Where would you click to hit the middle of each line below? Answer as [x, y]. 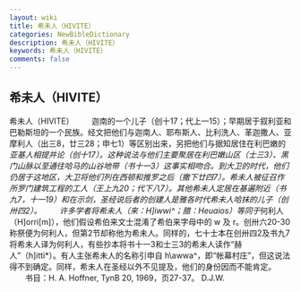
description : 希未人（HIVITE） [64, 43]
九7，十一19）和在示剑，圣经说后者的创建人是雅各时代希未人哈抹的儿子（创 [149, 199]
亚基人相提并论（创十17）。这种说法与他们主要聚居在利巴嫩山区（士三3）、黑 [149, 154]
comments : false [39, 59]
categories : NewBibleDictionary [69, 34]
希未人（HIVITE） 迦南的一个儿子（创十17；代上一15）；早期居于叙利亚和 [150, 121]
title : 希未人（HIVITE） [52, 26]
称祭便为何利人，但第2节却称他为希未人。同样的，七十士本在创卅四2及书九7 [150, 233]
